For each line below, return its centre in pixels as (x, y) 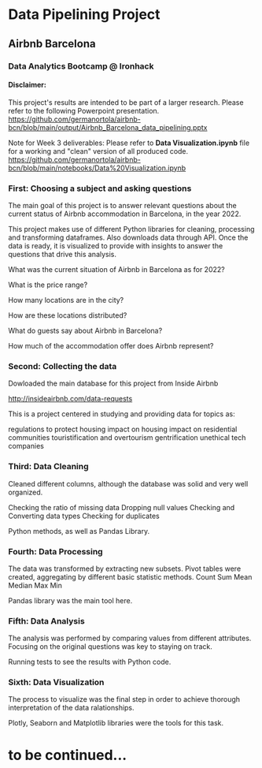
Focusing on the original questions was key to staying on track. (110, 647)
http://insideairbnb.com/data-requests (70, 399)
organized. (26, 492)
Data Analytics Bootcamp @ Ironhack (81, 66)
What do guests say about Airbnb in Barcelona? (85, 330)
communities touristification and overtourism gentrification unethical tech (127, 438)
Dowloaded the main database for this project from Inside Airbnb (113, 383)
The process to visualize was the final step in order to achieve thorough (124, 699)
